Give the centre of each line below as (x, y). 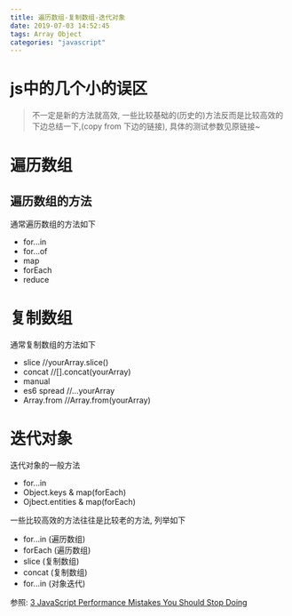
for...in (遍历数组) (54, 540)
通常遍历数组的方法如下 (53, 224)
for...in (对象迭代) (54, 584)
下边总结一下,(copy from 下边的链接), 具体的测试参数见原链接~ (146, 126)
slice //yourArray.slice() (66, 363)
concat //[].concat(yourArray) (77, 372)
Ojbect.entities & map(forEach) (79, 502)
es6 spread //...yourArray (69, 391)
